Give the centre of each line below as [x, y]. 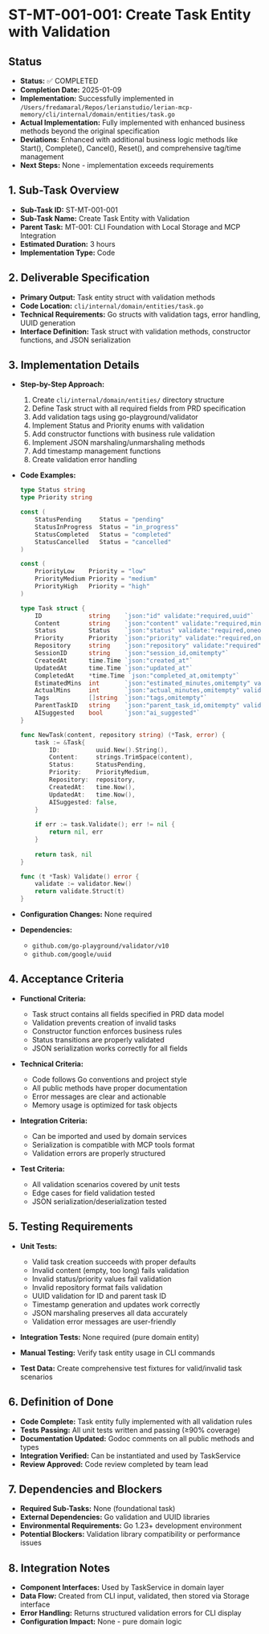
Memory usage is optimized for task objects [105, 1105]
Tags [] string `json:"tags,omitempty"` [121, 698]
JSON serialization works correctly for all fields [110, 1048]
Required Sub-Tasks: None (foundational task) [98, 1509]
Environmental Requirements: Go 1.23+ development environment [131, 1525]
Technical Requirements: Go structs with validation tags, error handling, [140, 314]
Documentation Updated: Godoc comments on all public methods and [137, 1438]
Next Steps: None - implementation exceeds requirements [117, 165]
